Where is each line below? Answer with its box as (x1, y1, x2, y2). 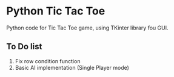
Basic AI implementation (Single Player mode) (15, 64, 129, 71)
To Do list (6, 42, 42, 52)
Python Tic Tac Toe (6, 4, 105, 18)
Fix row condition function (15, 57, 81, 64)
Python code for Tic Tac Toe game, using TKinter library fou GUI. (6, 24, 169, 31)
